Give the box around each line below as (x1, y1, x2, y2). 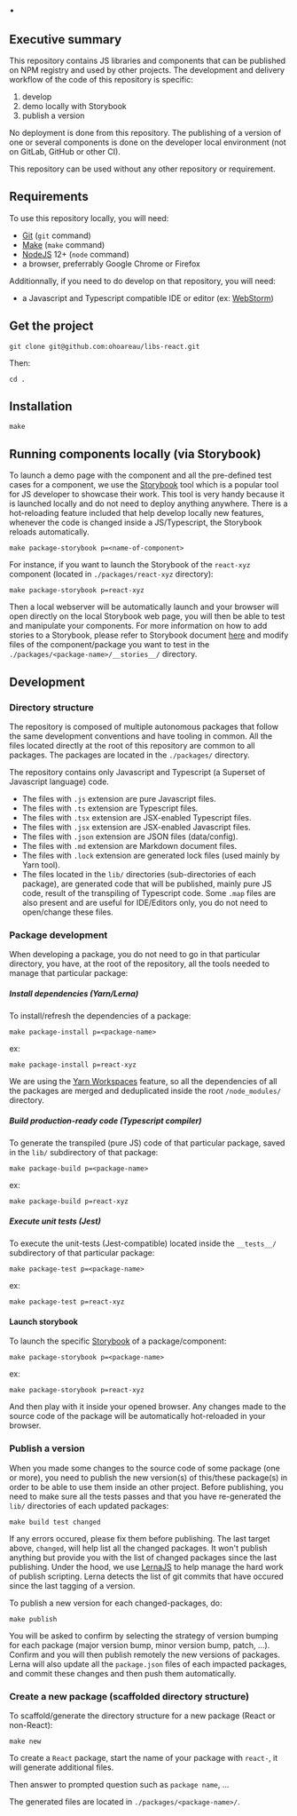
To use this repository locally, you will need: (9, 212, 169, 223)
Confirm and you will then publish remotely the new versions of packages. (9, 1649, 281, 1660)
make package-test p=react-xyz (9, 1297, 125, 1306)
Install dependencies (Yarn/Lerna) (9, 987, 139, 999)
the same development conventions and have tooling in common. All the (9, 730, 273, 741)
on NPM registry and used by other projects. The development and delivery (9, 65, 285, 75)
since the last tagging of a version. (9, 1580, 136, 1590)
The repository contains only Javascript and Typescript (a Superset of (9, 766, 266, 777)
